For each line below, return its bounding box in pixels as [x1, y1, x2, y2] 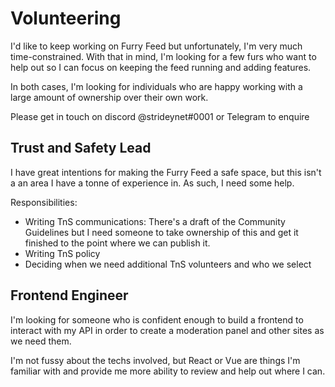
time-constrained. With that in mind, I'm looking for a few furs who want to [10, 50, 317, 62]
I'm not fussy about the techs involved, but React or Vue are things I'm [10, 354, 301, 366]
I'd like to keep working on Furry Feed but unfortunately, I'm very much [10, 40, 303, 52]
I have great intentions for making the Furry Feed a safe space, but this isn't [10, 166, 322, 178]
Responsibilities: [10, 196, 78, 208]
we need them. [10, 335, 72, 347]
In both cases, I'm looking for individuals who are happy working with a [10, 80, 303, 92]
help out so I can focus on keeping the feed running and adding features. [10, 61, 312, 73]
